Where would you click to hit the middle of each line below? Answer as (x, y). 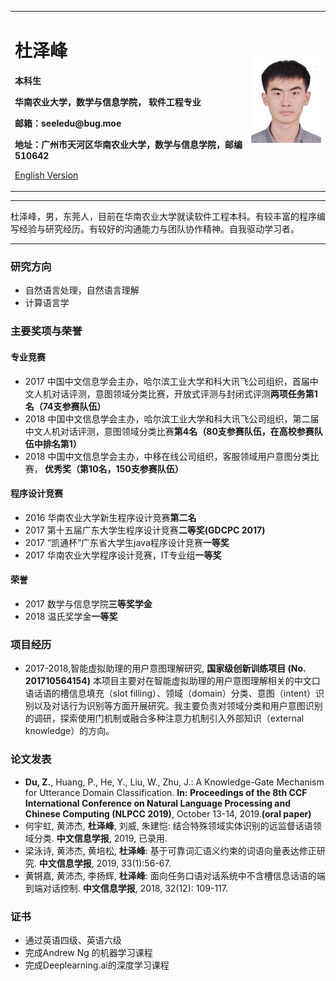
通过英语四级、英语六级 (73, 940)
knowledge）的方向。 (69, 731)
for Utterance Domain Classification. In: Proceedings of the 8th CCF (166, 792)
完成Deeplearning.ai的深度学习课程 (97, 965)
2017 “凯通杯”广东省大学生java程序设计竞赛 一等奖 (127, 542)
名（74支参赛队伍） (65, 406)
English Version (46, 175)
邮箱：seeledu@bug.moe (68, 123)
